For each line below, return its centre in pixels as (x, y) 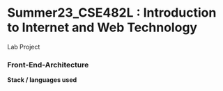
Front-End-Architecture (48, 65)
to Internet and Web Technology (102, 27)
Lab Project (24, 47)
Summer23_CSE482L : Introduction (112, 13)
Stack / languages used (42, 80)
